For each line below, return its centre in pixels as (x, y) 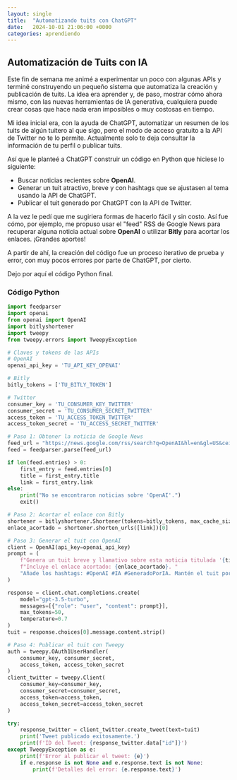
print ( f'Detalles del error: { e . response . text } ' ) (107, 769)
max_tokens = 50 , (42, 613)
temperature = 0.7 (44, 619)
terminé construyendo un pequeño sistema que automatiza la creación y (113, 87)
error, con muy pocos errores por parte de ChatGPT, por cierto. (99, 260)
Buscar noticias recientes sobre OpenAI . (77, 180)
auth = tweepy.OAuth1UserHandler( (58, 651)
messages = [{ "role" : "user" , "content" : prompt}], (95, 606)
